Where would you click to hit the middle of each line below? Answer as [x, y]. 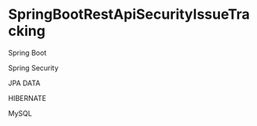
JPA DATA [24, 83]
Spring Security [33, 67]
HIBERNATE [28, 98]
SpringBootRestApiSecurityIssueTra [129, 14]
